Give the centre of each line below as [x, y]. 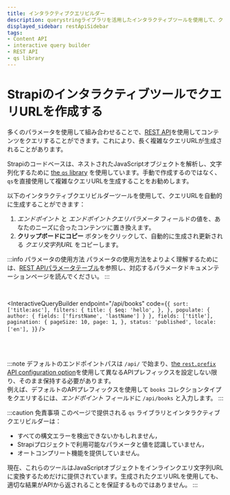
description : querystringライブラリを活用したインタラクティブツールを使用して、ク [115, 20]
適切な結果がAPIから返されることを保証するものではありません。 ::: [102, 485]
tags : [15, 33]
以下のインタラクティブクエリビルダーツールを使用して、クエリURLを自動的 [115, 195]
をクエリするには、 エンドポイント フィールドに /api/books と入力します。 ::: [115, 398]
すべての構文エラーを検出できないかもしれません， [89, 436]
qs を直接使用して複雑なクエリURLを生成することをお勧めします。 [100, 181]
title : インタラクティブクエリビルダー [56, 13]
